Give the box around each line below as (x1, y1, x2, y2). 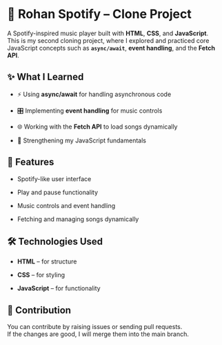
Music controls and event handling (17, 201, 116, 209)
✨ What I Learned (7, 71, 84, 83)
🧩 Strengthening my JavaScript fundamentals (17, 136, 147, 144)
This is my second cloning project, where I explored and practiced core (7, 36, 210, 44)
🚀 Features (7, 156, 54, 168)
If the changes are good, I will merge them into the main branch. (7, 330, 190, 338)
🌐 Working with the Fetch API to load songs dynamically (17, 122, 178, 131)
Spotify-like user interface (17, 174, 92, 183)
